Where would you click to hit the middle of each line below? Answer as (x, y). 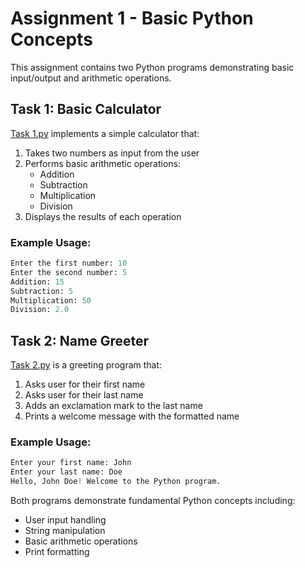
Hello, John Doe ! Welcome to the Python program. (116, 482)
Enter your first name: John (71, 463)
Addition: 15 (37, 282)
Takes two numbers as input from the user (112, 153)
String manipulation (65, 531)
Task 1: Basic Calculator (86, 109)
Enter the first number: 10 (69, 263)
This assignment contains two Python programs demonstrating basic (152, 67)
